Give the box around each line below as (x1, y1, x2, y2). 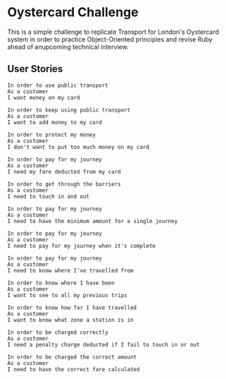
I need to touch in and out (7, 193, 90, 200)
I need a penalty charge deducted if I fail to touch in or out (7, 341, 200, 348)
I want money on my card (7, 94, 80, 101)
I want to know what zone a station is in (7, 316, 134, 323)
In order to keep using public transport (7, 107, 131, 114)
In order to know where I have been (7, 279, 115, 287)
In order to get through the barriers (7, 181, 121, 188)
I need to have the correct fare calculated (7, 366, 140, 373)
